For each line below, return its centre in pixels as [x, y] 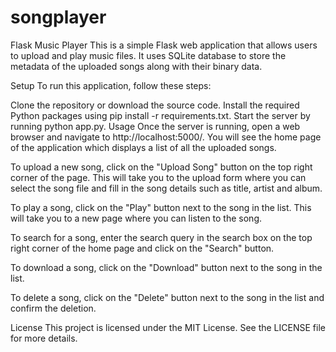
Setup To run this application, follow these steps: [111, 85]
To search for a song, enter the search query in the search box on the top [161, 237]
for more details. [44, 338]
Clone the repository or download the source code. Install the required [155, 105]
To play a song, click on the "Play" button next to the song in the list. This [161, 207]
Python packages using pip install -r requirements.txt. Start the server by [160, 115]
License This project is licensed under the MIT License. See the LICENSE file [168, 327]
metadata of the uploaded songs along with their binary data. [136, 66]
